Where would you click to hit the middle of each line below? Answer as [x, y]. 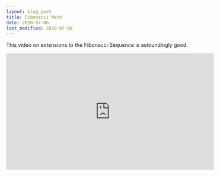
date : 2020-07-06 [28, 23]
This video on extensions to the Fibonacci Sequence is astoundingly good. [97, 45]
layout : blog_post [29, 12]
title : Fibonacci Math [34, 17]
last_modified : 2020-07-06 [39, 28]
